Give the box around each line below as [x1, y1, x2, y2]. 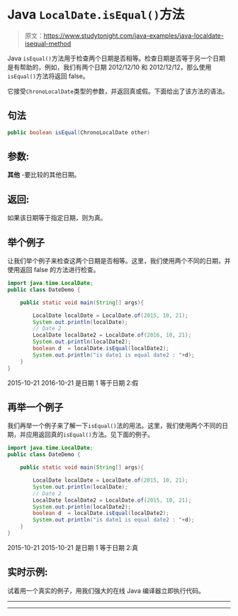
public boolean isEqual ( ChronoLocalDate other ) [7, 129, 151, 136]
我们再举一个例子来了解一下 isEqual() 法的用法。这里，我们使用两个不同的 [7, 421, 222, 430]
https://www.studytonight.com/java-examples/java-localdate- [43, 31, 225, 40]
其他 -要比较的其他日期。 [7, 171, 81, 179]
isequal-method [24, 39, 72, 48]
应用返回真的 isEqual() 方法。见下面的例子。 [25, 431, 154, 439]
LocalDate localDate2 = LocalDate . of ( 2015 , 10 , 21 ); [33, 497, 192, 504]
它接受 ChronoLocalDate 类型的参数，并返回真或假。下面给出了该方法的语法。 [7, 87, 229, 95]
